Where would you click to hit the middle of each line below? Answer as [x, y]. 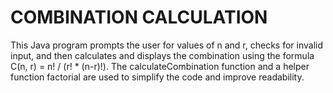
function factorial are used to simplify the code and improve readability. [157, 77]
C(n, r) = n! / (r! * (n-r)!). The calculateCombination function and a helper [160, 66]
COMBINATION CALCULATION [139, 17]
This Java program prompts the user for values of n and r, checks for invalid [167, 45]
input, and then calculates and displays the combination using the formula [162, 55]
